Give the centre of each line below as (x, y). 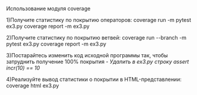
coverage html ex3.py (33, 86)
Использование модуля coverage (48, 9)
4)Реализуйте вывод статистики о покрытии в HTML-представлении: (94, 79)
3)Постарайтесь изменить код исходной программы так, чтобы (87, 55)
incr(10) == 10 (23, 68)
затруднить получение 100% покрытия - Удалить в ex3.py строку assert (98, 62)
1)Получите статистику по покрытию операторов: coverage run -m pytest (99, 20)
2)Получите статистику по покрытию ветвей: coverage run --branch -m (96, 37)
